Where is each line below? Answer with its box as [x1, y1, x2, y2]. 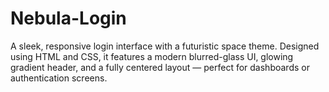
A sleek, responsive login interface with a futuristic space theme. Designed [10, 40, 320, 52]
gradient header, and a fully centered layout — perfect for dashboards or [10, 61, 310, 73]
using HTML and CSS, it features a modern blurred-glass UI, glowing [10, 50, 294, 62]
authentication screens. [10, 72, 108, 84]
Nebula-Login [10, 7, 127, 30]
